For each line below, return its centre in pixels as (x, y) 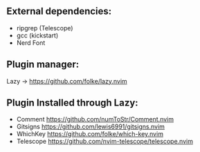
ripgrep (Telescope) (45, 28)
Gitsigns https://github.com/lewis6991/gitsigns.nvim (91, 126)
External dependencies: (59, 11)
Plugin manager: (43, 65)
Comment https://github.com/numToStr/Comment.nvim (95, 120)
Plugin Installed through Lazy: (73, 103)
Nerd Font (31, 42)
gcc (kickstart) (37, 35)
